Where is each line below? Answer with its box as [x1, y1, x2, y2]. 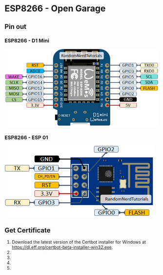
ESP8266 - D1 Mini [4, 37, 49, 44]
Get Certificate [4, 226, 51, 234]
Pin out [4, 23, 26, 31]
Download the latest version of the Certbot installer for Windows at [11, 239, 146, 245]
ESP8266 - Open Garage [4, 3, 106, 14]
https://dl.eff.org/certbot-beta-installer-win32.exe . [11, 244, 113, 250]
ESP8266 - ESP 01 [4, 134, 48, 141]
